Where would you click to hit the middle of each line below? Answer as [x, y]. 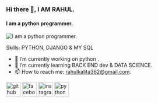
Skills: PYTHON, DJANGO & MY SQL [50, 48]
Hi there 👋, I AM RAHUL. [40, 9]
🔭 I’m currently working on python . [57, 59]
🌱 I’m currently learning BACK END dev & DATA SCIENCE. [83, 65]
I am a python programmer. [40, 23]
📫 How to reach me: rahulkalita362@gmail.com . [73, 72]
